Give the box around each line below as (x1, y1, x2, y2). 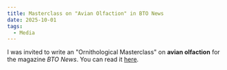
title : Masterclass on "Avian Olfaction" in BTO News (7, 10, 165, 17)
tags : (7, 23, 23, 30)
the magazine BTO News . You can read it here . (7, 56, 139, 64)
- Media (13, 29, 36, 36)
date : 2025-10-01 (7, 16, 57, 23)
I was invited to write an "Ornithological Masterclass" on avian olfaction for (7, 48, 221, 56)
